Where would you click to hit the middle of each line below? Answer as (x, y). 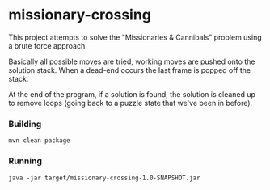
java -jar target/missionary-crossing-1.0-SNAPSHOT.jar (104, 178)
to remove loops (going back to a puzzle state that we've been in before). (131, 103)
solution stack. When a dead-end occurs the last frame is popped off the (130, 70)
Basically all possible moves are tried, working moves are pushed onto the (132, 61)
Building (25, 124)
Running (25, 161)
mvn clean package (39, 141)
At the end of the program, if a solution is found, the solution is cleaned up (132, 94)
